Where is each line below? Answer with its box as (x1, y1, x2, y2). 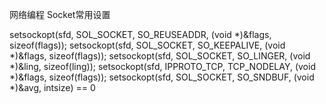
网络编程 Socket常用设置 (9, 9, 111, 20)
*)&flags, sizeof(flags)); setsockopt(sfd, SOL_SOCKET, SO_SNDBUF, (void (9, 71, 315, 83)
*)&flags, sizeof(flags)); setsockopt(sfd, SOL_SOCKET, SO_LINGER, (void (9, 50, 311, 62)
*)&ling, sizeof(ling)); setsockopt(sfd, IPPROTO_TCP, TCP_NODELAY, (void (9, 61, 316, 72)
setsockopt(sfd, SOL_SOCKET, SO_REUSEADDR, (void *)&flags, (9, 29, 272, 40)
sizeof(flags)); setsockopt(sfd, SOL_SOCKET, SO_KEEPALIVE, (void (9, 39, 286, 51)
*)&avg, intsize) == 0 (9, 82, 96, 93)
